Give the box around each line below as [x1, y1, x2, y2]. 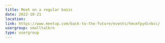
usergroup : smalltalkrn [5, 26, 55, 31]
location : [5, 16, 26, 21]
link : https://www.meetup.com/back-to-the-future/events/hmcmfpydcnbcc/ [5, 21, 160, 26]
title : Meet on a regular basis [5, 7, 73, 12]
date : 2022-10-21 [5, 12, 42, 17]
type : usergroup [5, 30, 39, 35]
